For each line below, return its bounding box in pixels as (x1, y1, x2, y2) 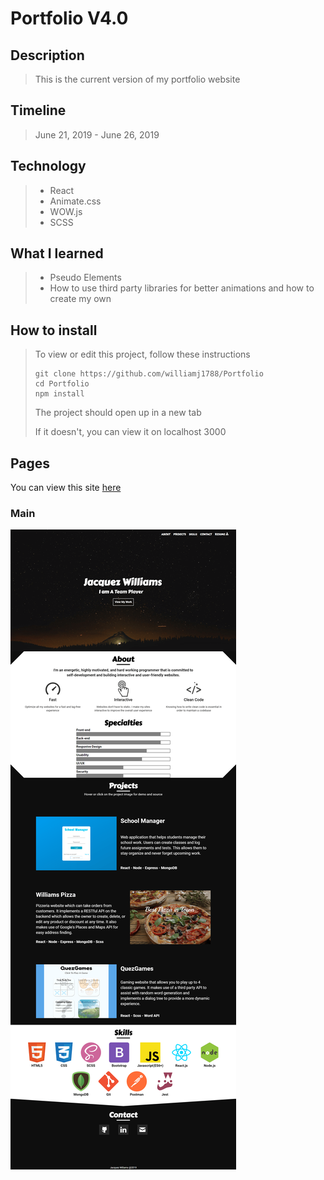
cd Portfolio (34, 379, 90, 389)
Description (10, 47, 85, 64)
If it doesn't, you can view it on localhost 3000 (34, 426, 227, 438)
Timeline (10, 102, 67, 119)
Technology (10, 158, 87, 175)
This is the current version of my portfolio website (34, 73, 241, 85)
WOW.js (49, 205, 83, 217)
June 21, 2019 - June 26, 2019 (34, 128, 160, 141)
